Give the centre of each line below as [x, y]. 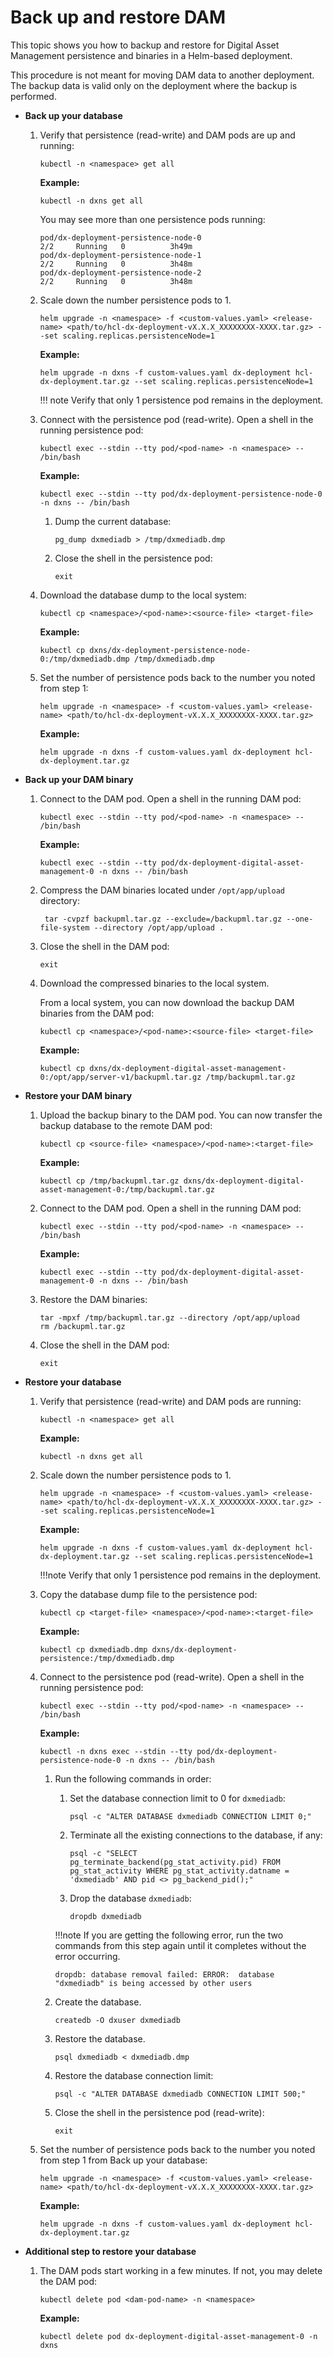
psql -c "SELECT [103, 1853]
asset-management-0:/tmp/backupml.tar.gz [127, 1189]
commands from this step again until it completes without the [180, 1945]
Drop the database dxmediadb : [130, 1898]
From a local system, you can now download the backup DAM [167, 1002]
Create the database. [98, 2002]
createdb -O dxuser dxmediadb [117, 2020]
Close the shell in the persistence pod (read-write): [159, 2112]
